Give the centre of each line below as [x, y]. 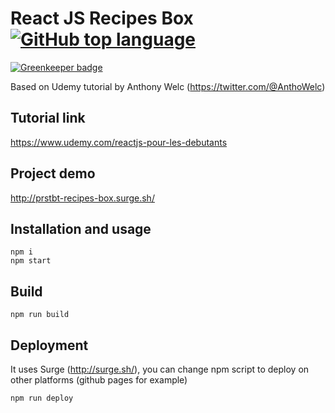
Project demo [53, 173]
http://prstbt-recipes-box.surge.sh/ [82, 198]
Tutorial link [48, 118]
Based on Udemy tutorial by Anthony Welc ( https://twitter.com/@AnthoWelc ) [168, 86]
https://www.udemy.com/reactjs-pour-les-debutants [119, 142]
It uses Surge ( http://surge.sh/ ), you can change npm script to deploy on [160, 369]
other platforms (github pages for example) [99, 380]
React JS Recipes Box [102, 18]
